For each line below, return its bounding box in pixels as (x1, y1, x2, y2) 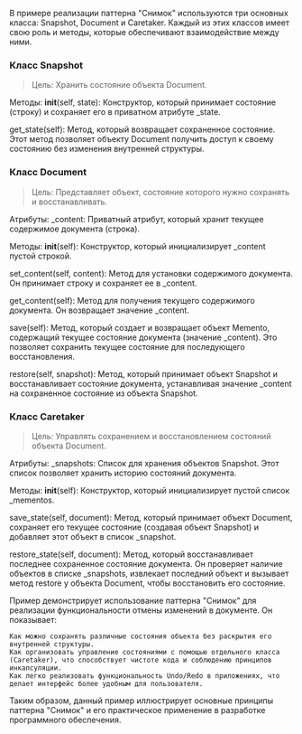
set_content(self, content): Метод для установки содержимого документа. (9, 268, 293, 278)
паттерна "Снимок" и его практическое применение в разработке (9, 704, 266, 715)
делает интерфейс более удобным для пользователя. (9, 679, 204, 688)
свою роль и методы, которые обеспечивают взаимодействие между (9, 27, 279, 37)
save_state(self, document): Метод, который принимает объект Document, (9, 512, 293, 522)
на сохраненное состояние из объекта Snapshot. (9, 388, 198, 399)
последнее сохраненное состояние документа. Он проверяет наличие (9, 558, 283, 569)
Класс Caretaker (9, 410, 85, 423)
